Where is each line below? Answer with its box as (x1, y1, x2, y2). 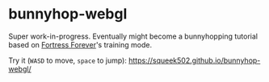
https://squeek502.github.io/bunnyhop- (128, 55, 261, 65)
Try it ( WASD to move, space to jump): (8, 55, 128, 65)
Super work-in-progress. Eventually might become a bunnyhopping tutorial (8, 31, 258, 41)
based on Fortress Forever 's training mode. (8, 39, 152, 49)
